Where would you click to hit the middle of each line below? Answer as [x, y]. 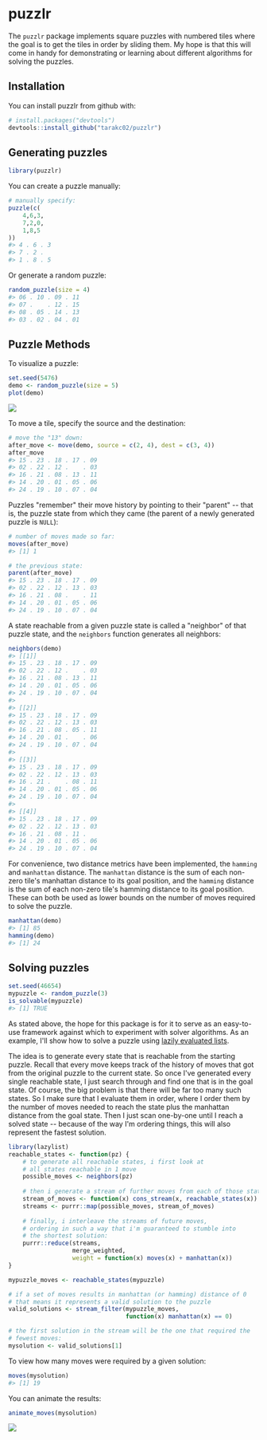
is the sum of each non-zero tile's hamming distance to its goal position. [126, 889]
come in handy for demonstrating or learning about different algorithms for [130, 53]
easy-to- [238, 1023]
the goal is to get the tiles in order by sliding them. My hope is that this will [130, 44]
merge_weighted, [99, 1251]
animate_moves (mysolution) [53, 1413]
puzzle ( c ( [25, 208]
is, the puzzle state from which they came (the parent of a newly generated [132, 513]
